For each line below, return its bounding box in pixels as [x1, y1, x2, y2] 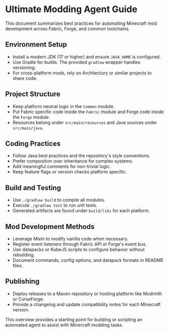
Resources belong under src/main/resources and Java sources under [12, 119, 157, 125]
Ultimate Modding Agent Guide [5, 4, 138, 15]
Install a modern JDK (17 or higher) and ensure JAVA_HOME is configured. [12, 54, 161, 60]
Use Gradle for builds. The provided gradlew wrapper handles [12, 59, 141, 65]
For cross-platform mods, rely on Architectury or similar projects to [12, 70, 152, 76]
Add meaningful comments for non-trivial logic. [12, 163, 111, 170]
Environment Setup [5, 40, 67, 49]
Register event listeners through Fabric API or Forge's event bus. [12, 241, 147, 247]
